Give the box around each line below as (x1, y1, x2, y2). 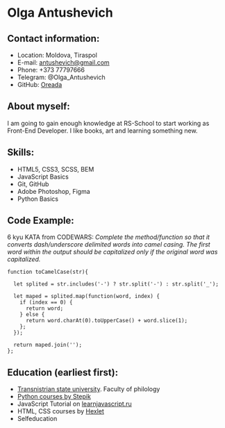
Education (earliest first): (7, 366, 119, 378)
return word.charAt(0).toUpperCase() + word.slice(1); (25, 318, 188, 324)
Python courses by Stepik (17, 393, 92, 401)
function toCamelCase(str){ (7, 269, 89, 276)
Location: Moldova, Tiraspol (17, 51, 97, 59)
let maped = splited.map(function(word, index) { (13, 293, 160, 300)
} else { (19, 311, 45, 318)
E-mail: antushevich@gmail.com (17, 58, 110, 67)
